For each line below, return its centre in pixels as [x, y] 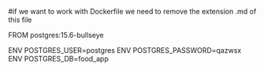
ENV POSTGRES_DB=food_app [58, 59]
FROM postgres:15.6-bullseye [56, 35]
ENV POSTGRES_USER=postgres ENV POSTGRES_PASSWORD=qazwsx [125, 50]
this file [20, 20]
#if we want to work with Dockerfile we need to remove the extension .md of [132, 11]
